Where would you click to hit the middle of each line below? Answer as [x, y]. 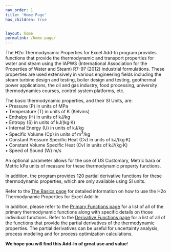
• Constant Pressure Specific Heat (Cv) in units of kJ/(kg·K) [68, 139]
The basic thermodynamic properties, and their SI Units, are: [69, 101]
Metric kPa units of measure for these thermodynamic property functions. [83, 166]
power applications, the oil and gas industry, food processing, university [81, 86]
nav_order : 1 [19, 10]
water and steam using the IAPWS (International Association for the [76, 64]
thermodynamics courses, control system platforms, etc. [65, 91]
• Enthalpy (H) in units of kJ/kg [38, 117]
